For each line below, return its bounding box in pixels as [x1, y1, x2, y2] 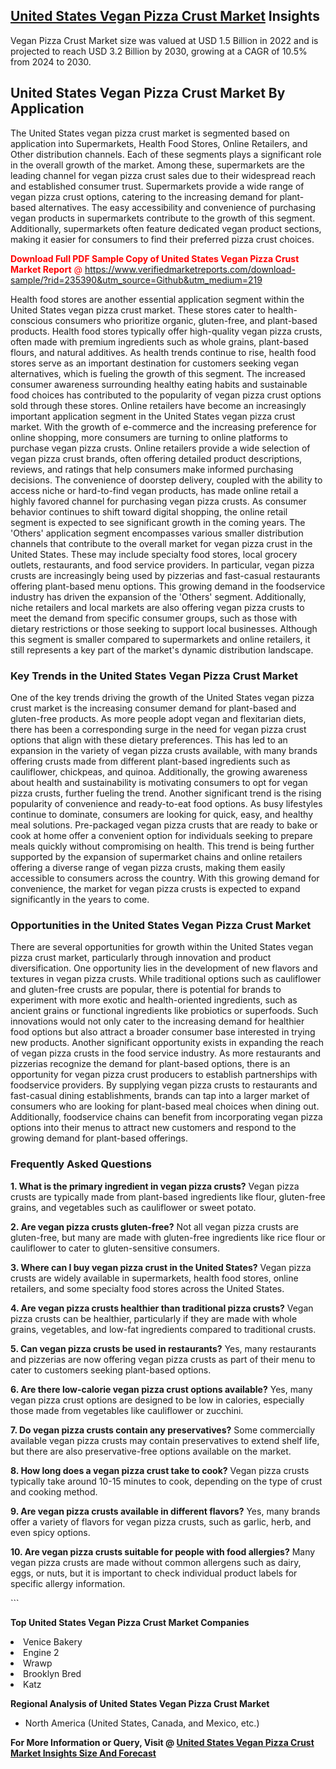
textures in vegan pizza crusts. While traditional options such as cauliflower [10, 973, 322, 985]
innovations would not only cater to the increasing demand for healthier [10, 1015, 305, 1028]
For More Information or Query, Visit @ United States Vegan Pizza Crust [10, 1736, 315, 1748]
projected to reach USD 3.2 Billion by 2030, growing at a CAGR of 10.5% [10, 45, 308, 57]
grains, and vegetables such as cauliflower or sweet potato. [10, 1201, 257, 1213]
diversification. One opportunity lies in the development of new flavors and [10, 962, 318, 974]
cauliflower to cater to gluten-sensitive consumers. [10, 1242, 220, 1254]
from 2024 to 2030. [10, 55, 92, 68]
